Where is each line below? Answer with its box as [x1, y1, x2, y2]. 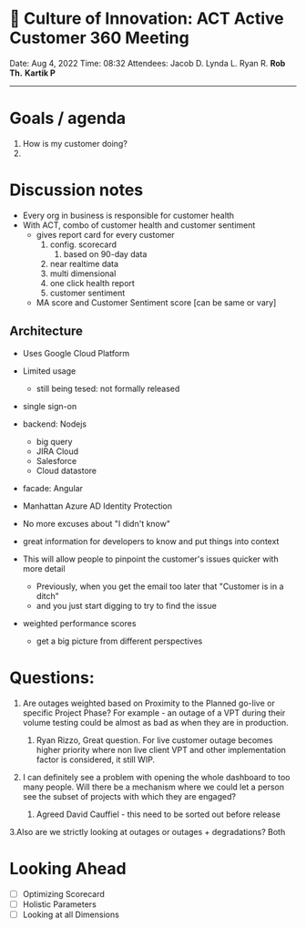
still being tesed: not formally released [36, 383, 180, 394]
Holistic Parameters [22, 898, 97, 910]
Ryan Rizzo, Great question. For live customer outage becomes [36, 734, 273, 746]
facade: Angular [22, 482, 84, 493]
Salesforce [36, 455, 77, 466]
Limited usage [22, 365, 76, 377]
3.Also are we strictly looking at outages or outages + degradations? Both [9, 826, 286, 837]
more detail [22, 563, 66, 573]
